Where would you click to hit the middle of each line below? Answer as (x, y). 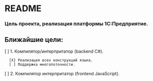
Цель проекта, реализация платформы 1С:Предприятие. (76, 24)
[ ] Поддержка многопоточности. (42, 64)
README (23, 9)
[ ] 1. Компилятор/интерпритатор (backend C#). (54, 51)
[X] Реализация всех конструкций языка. (51, 60)
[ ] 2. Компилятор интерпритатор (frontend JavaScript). (62, 73)
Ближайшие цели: (34, 40)
